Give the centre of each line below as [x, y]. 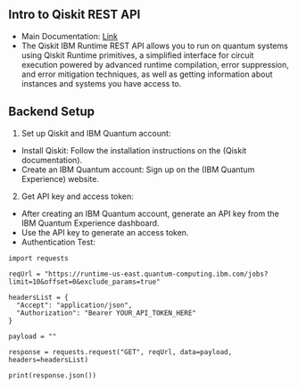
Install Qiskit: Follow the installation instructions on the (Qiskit [134, 150]
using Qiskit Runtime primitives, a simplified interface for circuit [137, 55]
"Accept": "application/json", [74, 305]
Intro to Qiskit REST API [74, 15]
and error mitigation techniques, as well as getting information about [147, 74]
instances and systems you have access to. [101, 83]
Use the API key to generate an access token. [105, 232]
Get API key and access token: [78, 196]
